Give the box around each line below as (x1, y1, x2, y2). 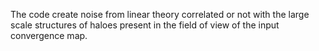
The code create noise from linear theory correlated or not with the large (10, 9, 310, 20)
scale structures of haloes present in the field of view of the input (10, 19, 280, 31)
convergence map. (10, 30, 88, 41)
